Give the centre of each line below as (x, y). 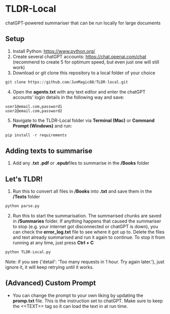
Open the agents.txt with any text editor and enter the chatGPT (79, 91)
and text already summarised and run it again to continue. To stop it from (89, 237)
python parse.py (22, 206)
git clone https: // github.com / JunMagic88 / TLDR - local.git (67, 82)
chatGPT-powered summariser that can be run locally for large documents (83, 23)
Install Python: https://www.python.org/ (54, 51)
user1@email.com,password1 (34, 106)
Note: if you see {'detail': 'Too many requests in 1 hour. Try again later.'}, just (85, 262)
